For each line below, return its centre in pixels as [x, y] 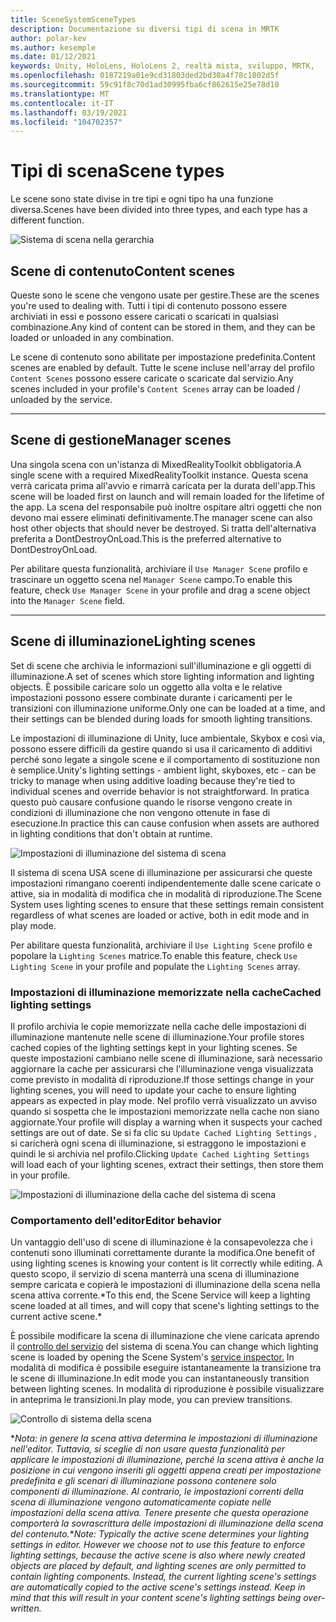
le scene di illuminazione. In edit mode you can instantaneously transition [160, 1378]
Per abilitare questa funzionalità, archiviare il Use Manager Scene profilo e [159, 568]
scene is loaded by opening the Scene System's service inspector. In [152, 1357]
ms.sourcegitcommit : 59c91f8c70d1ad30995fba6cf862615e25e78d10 [145, 85]
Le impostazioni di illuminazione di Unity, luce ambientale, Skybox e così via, [168, 738]
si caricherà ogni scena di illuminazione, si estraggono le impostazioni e [158, 1143]
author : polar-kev [48, 38]
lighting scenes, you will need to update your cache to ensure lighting [153, 1090]
